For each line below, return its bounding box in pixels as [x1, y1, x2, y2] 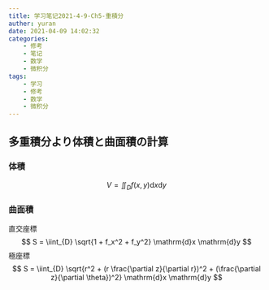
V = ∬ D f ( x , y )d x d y [106, 180, 167, 192]
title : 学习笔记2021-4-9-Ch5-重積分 [8, 11, 124, 20]
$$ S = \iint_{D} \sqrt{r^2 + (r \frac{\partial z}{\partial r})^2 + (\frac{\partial [11, 263, 262, 273]
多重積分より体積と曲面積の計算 [8, 135, 169, 149]
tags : [8, 72, 27, 80]
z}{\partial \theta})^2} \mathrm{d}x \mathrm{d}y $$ [50, 272, 223, 282]
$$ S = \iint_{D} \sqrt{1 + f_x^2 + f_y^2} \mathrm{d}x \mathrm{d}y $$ [21, 236, 252, 246]
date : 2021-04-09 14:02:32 [8, 27, 100, 35]
